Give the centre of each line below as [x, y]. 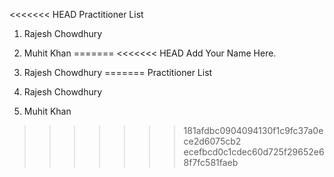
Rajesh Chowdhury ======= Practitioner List [118, 72]
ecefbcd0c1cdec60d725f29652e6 [254, 152]
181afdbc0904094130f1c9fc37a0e [253, 130]
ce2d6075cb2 [212, 141]
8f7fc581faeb [211, 162]
